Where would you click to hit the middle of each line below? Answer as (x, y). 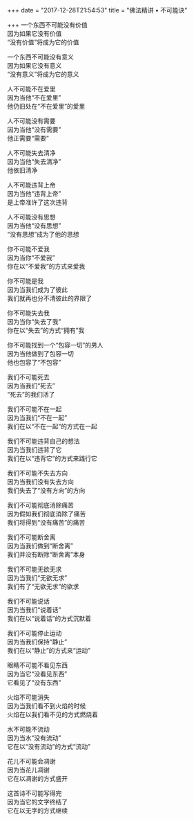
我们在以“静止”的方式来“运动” (49, 650)
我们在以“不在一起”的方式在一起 (52, 426)
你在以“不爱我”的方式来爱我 (46, 266)
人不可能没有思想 (31, 217)
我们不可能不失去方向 (37, 473)
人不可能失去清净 (31, 153)
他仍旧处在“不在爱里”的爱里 (46, 106)
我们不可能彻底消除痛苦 (40, 505)
